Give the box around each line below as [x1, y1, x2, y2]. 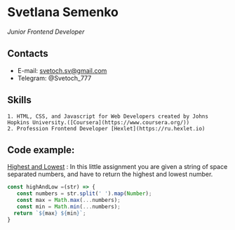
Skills [7, 94, 32, 106]
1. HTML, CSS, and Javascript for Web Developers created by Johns [7, 113, 209, 120]
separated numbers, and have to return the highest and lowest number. [7, 170, 213, 179]
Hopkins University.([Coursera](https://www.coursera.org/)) [7, 119, 190, 126]
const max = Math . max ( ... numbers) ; [16, 197, 121, 204]
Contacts [7, 48, 49, 60]
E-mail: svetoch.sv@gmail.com [17, 66, 107, 74]
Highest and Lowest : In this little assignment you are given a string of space [7, 163, 228, 171]
